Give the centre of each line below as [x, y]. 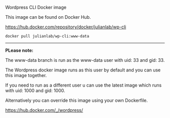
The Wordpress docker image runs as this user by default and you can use [83, 70]
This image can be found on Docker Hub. [48, 17]
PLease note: [19, 50]
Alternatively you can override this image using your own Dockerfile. [77, 100]
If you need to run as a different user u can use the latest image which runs [83, 85]
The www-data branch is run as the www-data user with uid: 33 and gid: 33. [85, 60]
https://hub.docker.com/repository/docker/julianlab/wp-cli [66, 27]
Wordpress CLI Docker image [36, 7]
